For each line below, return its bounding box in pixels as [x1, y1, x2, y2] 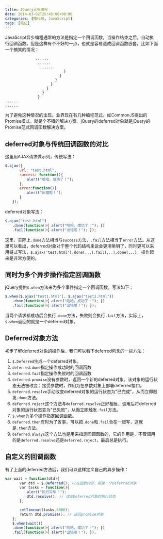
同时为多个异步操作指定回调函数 [5, 270, 101, 279]
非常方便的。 [13, 255, 39, 261]
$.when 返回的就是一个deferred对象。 [5, 319, 78, 324]
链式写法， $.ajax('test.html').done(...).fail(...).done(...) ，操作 [9, 249, 150, 255]
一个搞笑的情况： [5, 47, 39, 52]
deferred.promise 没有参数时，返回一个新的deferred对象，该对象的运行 [12, 376, 154, 382]
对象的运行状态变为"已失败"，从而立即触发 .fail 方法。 [12, 407, 121, 412]
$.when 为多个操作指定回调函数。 [12, 413, 77, 419]
